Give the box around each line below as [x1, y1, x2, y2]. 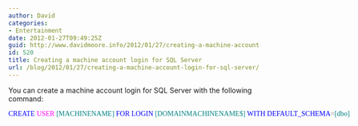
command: [8, 93, 44, 104]
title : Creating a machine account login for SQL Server [8, 57, 203, 65]
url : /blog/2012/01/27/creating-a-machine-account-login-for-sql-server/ [8, 64, 260, 72]
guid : [8, 41, 26, 49]
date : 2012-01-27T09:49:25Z [8, 33, 103, 42]
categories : [8, 19, 48, 27]
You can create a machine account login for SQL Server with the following [8, 85, 252, 95]
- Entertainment [8, 26, 62, 34]
